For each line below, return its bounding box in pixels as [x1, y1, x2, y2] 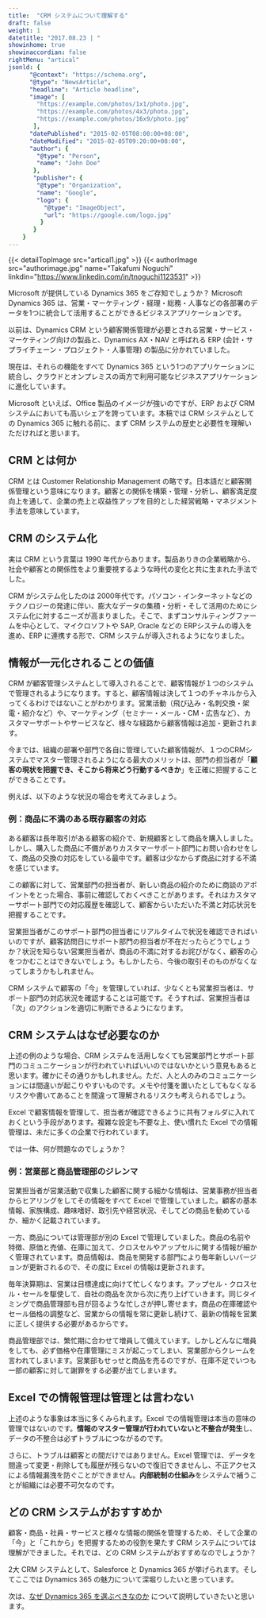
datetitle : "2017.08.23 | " [8, 33, 101, 42]
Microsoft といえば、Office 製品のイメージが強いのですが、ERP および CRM [8, 398, 256, 407]
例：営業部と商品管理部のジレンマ [8, 1166, 139, 1177]
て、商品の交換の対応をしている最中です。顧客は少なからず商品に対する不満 [8, 853, 257, 863]
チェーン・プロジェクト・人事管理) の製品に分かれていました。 [28, 345, 234, 354]
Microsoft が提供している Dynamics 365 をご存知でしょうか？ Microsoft [8, 288, 243, 298]
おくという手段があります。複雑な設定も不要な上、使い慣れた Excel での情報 [8, 1118, 258, 1127]
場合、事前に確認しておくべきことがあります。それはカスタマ [56, 890, 257, 899]
